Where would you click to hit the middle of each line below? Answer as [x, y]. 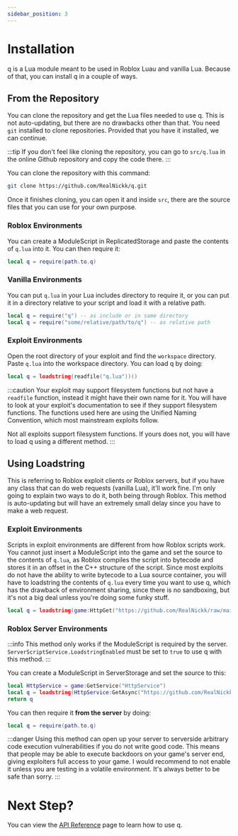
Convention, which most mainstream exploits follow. [83, 420]
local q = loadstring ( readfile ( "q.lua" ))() [73, 377]
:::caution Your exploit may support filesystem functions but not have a [110, 390]
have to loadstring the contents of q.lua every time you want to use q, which [119, 582]
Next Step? [41, 805]
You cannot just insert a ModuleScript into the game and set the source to [115, 552]
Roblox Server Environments [58, 628]
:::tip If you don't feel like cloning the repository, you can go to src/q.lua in [117, 152]
